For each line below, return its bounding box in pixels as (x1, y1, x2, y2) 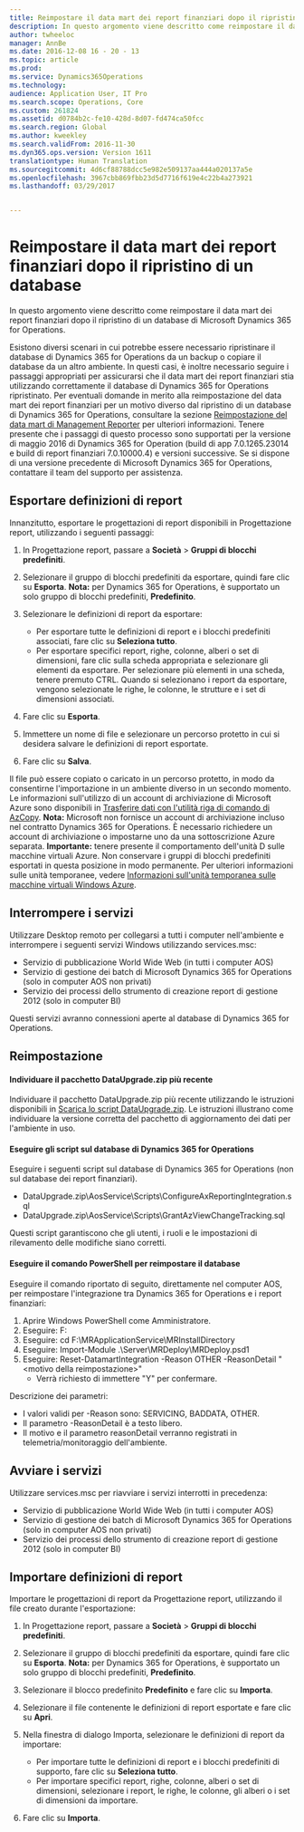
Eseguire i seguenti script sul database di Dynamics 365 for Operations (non (9, 1163, 294, 1174)
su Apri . (22, 1711, 53, 1722)
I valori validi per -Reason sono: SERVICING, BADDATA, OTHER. (22, 1408, 261, 1419)
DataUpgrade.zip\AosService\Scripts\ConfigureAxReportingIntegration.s (22, 1191, 292, 1201)
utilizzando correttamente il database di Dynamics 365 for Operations (9, 381, 270, 391)
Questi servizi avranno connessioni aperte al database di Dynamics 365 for (9, 1012, 290, 1024)
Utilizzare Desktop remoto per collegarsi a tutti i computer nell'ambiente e (9, 930, 285, 940)
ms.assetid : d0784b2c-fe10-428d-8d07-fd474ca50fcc (9, 114, 204, 123)
